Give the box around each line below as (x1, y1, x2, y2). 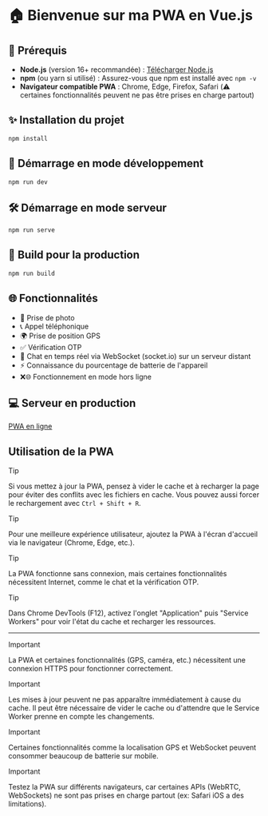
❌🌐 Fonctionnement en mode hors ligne (19, 372, 152, 381)
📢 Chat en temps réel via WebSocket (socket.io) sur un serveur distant (19, 351, 251, 360)
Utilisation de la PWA (8, 444, 114, 458)
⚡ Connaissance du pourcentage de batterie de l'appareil (19, 360, 208, 370)
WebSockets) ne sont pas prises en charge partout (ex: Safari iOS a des (8, 790, 245, 800)
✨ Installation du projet (8, 113, 125, 127)
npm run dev (8, 177, 48, 186)
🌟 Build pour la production (8, 249, 140, 262)
